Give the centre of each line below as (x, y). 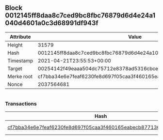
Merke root (20, 76)
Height (15, 45)
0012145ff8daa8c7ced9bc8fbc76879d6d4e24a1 (80, 16)
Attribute (20, 37)
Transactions (21, 104)
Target (15, 68)
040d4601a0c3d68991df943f (52, 23)
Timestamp (20, 61)
